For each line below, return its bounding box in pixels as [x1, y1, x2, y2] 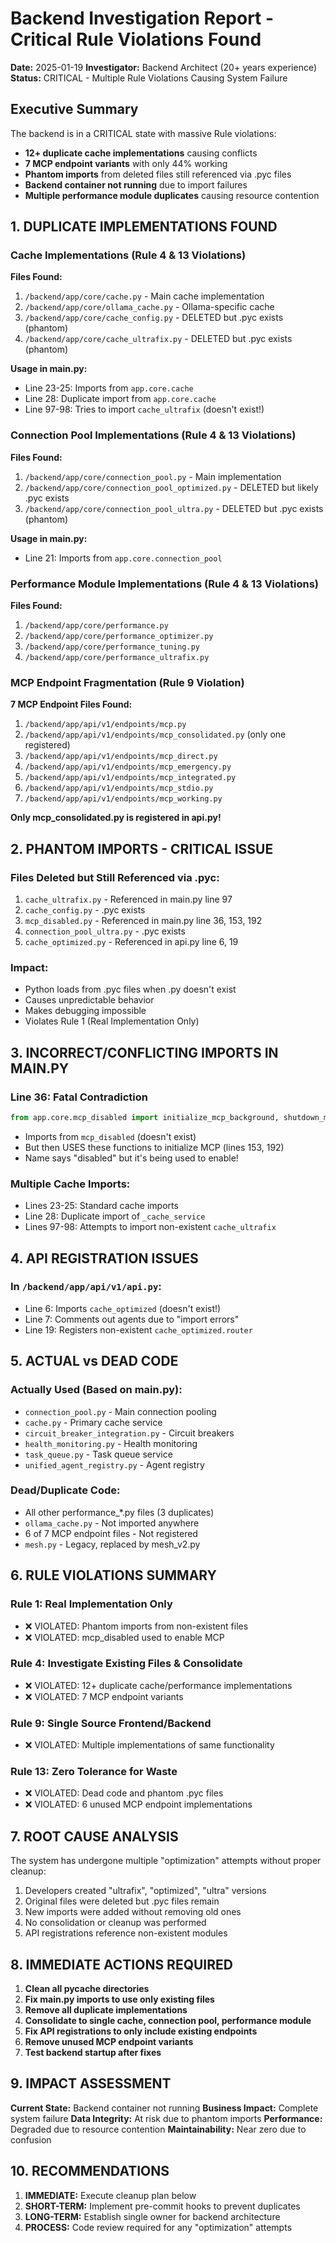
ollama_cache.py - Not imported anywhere [24, 1517, 200, 1529]
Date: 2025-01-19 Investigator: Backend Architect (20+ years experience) [10, 61, 318, 73]
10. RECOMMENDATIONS [10, 2163, 170, 2180]
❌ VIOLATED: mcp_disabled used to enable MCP [24, 1631, 225, 1643]
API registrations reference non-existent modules [24, 1927, 228, 1939]
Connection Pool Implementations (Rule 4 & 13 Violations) [10, 428, 297, 442]
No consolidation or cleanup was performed [24, 1917, 207, 1929]
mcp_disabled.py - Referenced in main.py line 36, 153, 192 [24, 915, 263, 927]
